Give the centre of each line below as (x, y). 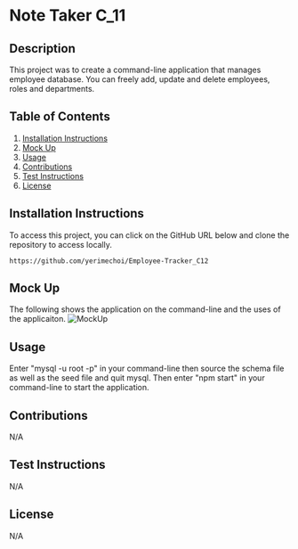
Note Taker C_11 (68, 16)
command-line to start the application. (79, 388)
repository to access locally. (61, 244)
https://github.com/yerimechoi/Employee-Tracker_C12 (109, 261)
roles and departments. (52, 89)
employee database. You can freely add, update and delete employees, (140, 79)
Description (42, 49)
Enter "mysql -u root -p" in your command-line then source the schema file (147, 369)
